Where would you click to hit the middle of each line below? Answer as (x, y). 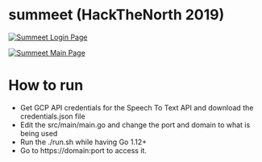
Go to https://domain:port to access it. (83, 150)
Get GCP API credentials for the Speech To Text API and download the (137, 107)
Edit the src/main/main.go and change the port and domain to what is (135, 125)
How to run (46, 85)
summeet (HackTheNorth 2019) (116, 15)
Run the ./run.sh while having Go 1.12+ (83, 142)
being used (39, 133)
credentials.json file (53, 116)
